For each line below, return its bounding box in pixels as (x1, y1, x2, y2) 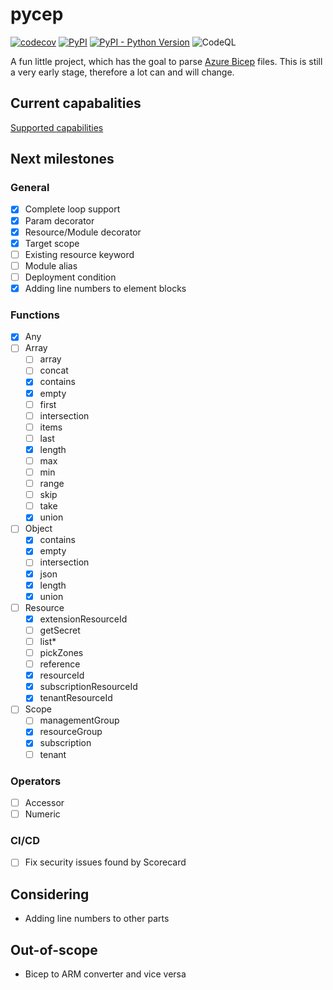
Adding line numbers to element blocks (24, 282, 187, 294)
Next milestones (10, 151, 115, 168)
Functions (10, 308, 60, 322)
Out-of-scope (10, 941, 98, 958)
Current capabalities (10, 95, 142, 112)
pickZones (39, 646, 84, 658)
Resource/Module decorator (24, 226, 142, 238)
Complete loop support (24, 203, 121, 215)
